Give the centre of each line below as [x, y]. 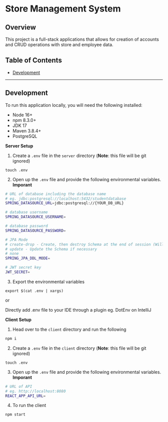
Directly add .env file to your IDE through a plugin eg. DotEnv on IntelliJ [78, 310]
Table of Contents [34, 60]
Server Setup [19, 146]
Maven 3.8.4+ [27, 130]
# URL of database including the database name [56, 194]
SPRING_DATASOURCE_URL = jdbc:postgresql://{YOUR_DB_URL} [64, 203]
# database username [27, 212]
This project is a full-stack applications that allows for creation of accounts [82, 39]
